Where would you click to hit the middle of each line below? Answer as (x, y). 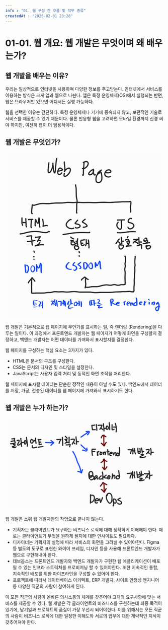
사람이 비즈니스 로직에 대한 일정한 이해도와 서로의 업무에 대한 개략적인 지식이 (86, 616)
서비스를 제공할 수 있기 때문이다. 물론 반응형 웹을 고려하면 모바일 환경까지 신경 (82, 118)
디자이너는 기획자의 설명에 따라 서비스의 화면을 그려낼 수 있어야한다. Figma (86, 542)
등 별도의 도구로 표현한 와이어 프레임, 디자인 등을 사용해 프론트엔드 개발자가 (86, 548)
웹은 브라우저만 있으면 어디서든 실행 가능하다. (50, 101)
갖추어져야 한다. (21, 622)
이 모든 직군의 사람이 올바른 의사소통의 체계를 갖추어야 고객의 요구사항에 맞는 (80, 597)
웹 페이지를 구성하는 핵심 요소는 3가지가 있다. (50, 351)
